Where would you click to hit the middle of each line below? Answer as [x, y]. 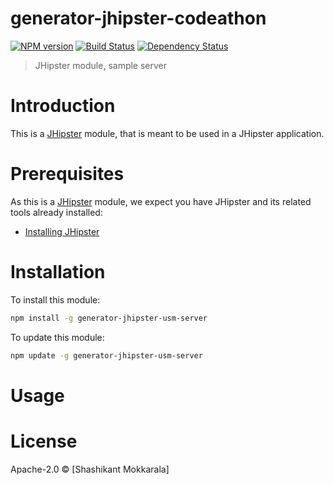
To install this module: [55, 299]
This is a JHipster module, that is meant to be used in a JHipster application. [167, 133]
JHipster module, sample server [101, 65]
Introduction [63, 106]
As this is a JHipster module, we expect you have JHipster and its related [161, 201]
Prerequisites [67, 174]
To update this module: [57, 337]
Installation [58, 272]
